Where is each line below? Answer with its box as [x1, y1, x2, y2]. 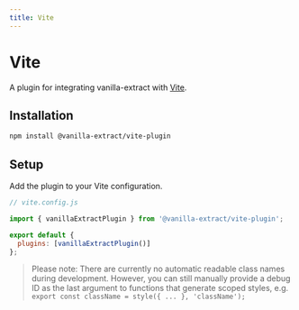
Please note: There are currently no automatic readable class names [31, 263, 285, 275]
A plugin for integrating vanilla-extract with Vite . [9, 82, 187, 93]
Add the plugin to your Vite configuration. [9, 181, 163, 192]
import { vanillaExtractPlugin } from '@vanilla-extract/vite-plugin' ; [9, 214, 284, 223]
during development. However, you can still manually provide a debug [31, 273, 291, 284]
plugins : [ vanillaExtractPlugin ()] [17, 239, 151, 248]
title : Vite [9, 13, 54, 23]
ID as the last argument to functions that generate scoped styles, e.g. [31, 283, 289, 294]
